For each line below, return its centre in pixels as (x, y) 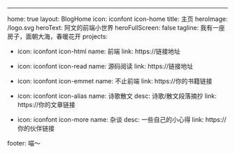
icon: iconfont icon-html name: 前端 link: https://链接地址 (99, 51)
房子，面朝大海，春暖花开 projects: (58, 36)
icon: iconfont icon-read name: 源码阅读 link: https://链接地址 (105, 66)
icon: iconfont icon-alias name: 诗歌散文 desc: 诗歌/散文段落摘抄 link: (117, 96)
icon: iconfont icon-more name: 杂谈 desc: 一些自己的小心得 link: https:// (122, 119)
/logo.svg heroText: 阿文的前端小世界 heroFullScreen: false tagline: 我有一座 (116, 28)
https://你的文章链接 (46, 105)
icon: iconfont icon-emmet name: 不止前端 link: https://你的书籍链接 (115, 81)
